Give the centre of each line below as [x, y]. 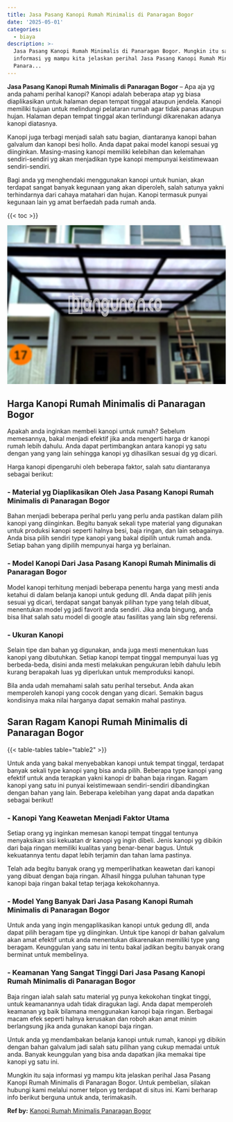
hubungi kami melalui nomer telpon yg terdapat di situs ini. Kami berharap [112, 1089]
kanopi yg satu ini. [33, 1062]
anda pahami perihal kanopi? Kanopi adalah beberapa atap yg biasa [104, 94]
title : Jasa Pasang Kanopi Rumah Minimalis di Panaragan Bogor [101, 15]
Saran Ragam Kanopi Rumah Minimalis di [97, 722]
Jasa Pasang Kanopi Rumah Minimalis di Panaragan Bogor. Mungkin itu [116, 51]
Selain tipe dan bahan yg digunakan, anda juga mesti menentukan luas [108, 650]
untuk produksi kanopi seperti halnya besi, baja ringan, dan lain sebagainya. [115, 530]
